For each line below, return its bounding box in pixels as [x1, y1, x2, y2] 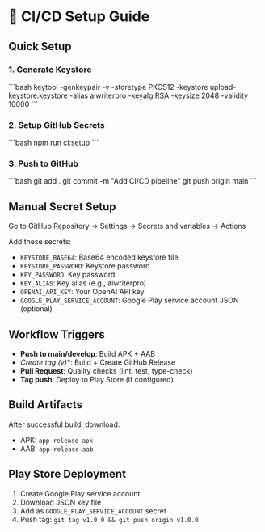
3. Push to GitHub [8, 158, 79, 169]
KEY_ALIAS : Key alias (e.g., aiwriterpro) [19, 278, 147, 288]
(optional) [19, 304, 53, 314]
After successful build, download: [8, 420, 120, 429]
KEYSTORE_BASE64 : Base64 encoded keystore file [19, 252, 179, 262]
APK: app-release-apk [19, 435, 94, 445]
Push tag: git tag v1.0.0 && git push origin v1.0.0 [19, 514, 200, 524]
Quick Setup [8, 40, 72, 53]
